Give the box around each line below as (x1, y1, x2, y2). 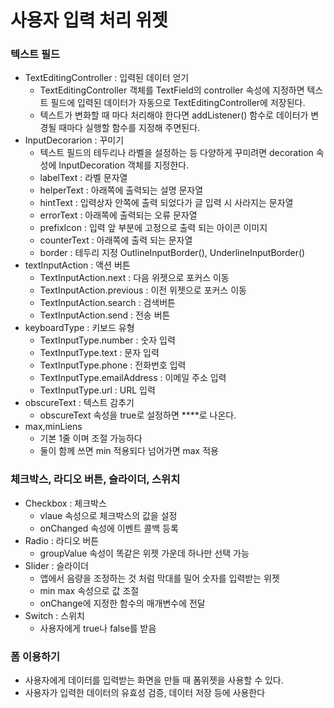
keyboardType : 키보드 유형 (24, 322, 135, 334)
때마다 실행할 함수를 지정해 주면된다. (58, 122, 201, 134)
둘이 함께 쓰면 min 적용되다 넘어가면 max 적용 (39, 445, 219, 457)
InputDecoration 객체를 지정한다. (58, 159, 190, 171)
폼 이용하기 (10, 649, 61, 663)
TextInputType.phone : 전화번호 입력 (39, 359, 187, 371)
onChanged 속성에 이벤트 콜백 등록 (39, 522, 179, 534)
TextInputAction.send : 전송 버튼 (39, 309, 171, 321)
